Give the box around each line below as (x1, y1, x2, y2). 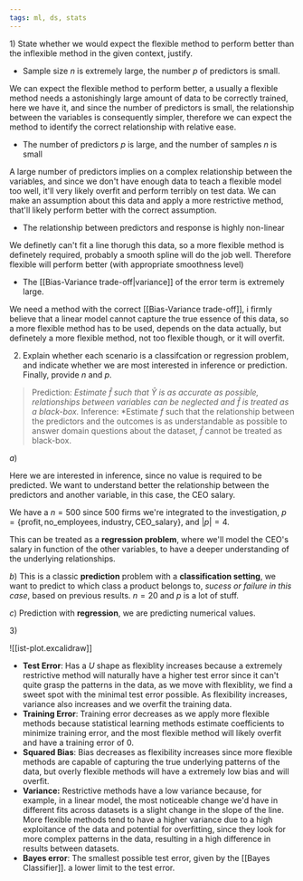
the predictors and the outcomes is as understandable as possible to (31, 416, 288, 426)
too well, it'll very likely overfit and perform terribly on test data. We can (9, 185, 277, 196)
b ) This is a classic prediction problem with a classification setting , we (9, 570, 277, 581)
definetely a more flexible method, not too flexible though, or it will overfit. (9, 332, 285, 343)
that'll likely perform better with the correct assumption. (9, 205, 217, 215)
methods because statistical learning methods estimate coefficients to (22, 717, 285, 729)
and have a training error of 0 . (22, 737, 134, 748)
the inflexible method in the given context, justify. (9, 47, 193, 59)
